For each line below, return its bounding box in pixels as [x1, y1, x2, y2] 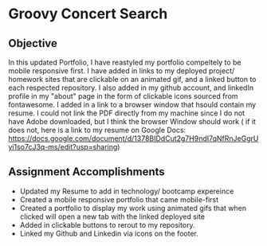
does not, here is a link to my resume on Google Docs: [8, 125, 187, 135]
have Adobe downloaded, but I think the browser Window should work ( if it [8, 117, 257, 126]
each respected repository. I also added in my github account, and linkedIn [8, 83, 253, 92]
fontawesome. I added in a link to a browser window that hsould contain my [8, 100, 257, 109]
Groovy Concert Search [8, 5, 168, 23]
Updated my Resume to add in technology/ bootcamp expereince [19, 186, 234, 196]
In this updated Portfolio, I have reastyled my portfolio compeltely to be [8, 57, 241, 67]
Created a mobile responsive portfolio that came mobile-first [19, 194, 219, 204]
